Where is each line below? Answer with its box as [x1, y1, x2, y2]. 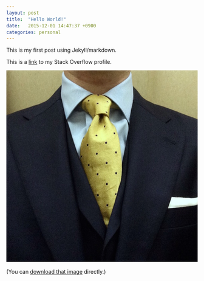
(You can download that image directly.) [6, 268, 106, 276]
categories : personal [6, 29, 61, 35]
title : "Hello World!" [6, 16, 67, 23]
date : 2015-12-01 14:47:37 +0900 [6, 23, 97, 29]
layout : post [6, 10, 39, 16]
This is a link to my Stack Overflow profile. [6, 58, 112, 66]
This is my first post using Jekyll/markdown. [6, 46, 117, 54]
